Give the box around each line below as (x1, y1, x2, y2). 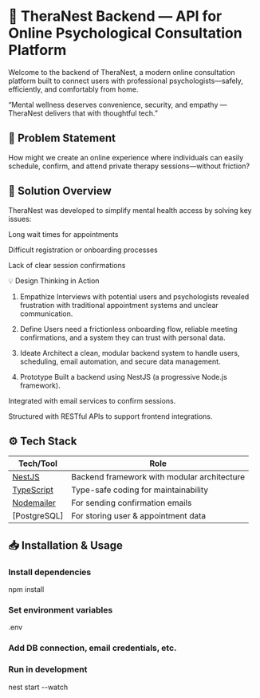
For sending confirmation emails (71, 498, 192, 509)
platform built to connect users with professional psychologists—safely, (8, 76, 243, 85)
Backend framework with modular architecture (71, 471, 246, 483)
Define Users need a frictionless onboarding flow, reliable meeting (19, 324, 238, 333)
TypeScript (12, 484, 53, 495)
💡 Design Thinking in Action (8, 275, 100, 286)
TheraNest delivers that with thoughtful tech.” (8, 108, 158, 118)
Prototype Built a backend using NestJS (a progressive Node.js (19, 372, 227, 381)
